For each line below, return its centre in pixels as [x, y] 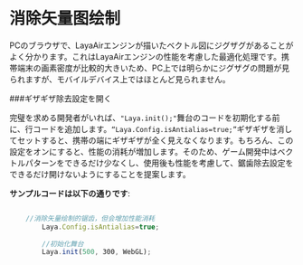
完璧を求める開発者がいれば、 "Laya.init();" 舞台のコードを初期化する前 [145, 118]
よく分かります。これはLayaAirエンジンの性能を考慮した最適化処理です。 [146, 56]
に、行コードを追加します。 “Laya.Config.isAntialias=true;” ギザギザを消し [151, 128]
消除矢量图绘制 [65, 19]
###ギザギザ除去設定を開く [61, 98]
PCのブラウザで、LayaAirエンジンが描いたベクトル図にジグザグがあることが [151, 45]
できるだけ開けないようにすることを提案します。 [100, 174]
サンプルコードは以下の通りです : [70, 193]
